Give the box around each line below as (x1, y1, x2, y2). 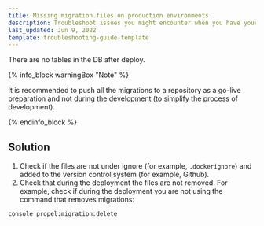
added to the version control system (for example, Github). (19, 170, 210, 180)
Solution (8, 140, 50, 154)
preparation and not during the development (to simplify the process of (8, 94, 238, 103)
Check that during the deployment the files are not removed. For (19, 178, 228, 187)
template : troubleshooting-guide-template (8, 33, 149, 42)
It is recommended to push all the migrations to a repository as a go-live (8, 86, 241, 95)
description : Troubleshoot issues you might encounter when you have (8, 19, 241, 27)
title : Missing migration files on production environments (8, 11, 210, 20)
